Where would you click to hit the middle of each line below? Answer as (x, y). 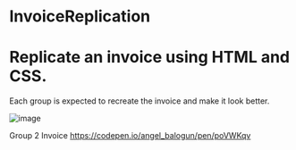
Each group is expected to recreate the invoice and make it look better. (140, 101)
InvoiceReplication (80, 17)
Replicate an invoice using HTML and (150, 58)
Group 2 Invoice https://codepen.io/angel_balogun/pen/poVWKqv (130, 136)
